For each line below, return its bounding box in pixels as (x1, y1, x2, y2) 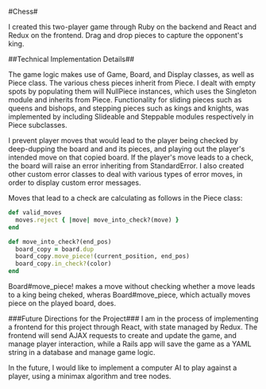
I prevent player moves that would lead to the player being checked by (8, 136, 238, 145)
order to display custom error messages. (8, 178, 141, 187)
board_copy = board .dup (15, 245, 94, 253)
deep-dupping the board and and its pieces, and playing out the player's (8, 144, 245, 153)
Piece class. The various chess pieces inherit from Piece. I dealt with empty (8, 79, 256, 87)
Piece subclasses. (8, 121, 67, 129)
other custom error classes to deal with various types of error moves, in (8, 170, 243, 179)
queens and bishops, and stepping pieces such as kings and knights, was (8, 103, 249, 113)
